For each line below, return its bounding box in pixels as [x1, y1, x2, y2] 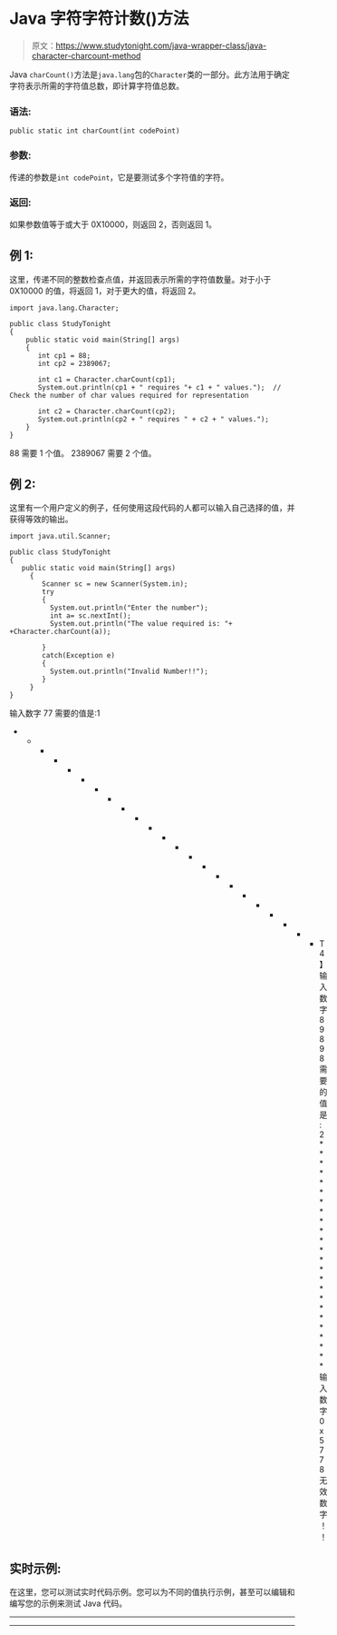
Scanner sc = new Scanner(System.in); [42, 580, 188, 589]
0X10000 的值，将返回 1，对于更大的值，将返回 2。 [9, 285, 201, 296]
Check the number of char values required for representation [9, 391, 249, 400]
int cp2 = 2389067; [37, 359, 111, 368]
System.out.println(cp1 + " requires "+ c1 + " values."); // [37, 382, 282, 391]
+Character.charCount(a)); [9, 628, 111, 637]
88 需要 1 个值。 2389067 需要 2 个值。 [9, 447, 157, 459]
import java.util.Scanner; [9, 532, 111, 541]
